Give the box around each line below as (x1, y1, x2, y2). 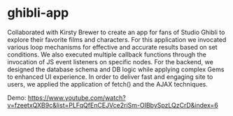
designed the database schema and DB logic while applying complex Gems (7, 65, 225, 73)
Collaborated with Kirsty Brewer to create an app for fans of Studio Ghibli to (7, 28, 225, 36)
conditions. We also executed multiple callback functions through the (7, 50, 206, 59)
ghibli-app (7, 5, 69, 21)
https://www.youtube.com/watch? (27, 93, 126, 102)
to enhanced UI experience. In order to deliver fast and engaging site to (7, 72, 213, 81)
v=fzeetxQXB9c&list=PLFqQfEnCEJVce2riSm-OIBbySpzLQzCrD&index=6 (7, 101, 218, 109)
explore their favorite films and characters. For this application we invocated (7, 35, 227, 43)
